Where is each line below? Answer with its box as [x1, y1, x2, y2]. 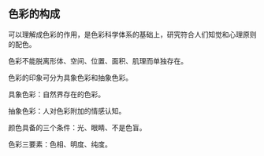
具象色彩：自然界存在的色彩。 [8, 89, 105, 99]
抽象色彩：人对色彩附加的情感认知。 [8, 106, 126, 115]
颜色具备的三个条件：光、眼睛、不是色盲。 [8, 122, 147, 132]
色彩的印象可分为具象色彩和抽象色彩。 [8, 73, 132, 82]
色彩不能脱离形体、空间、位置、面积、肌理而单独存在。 [8, 56, 188, 65]
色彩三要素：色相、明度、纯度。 [8, 140, 112, 149]
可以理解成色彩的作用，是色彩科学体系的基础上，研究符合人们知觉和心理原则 [8, 30, 257, 39]
